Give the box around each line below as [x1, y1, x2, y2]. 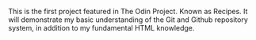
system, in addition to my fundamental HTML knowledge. [8, 24, 195, 32]
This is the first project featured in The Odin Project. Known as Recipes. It [8, 7, 248, 16]
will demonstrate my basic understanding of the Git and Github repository [8, 15, 248, 24]
